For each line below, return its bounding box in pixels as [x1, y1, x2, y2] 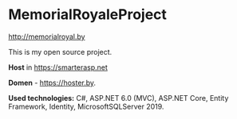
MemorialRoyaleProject [8, 6, 168, 24]
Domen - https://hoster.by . [8, 78, 97, 87]
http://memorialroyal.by [8, 32, 85, 41]
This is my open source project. [8, 47, 113, 56]
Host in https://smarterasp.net [8, 62, 108, 72]
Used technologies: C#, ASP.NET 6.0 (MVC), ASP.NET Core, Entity [8, 93, 229, 102]
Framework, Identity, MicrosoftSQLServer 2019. [8, 102, 164, 111]
